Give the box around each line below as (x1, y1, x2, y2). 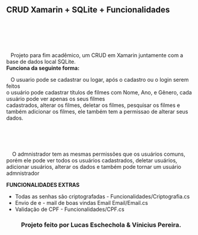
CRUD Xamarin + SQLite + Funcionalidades (6, 5, 170, 15)
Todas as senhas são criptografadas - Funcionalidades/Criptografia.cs (14, 192, 190, 200)
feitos (6, 82, 20, 90)
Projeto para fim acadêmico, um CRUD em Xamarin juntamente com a (10, 51, 184, 59)
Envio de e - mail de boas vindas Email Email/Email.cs (14, 199, 149, 206)
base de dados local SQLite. (6, 58, 76, 65)
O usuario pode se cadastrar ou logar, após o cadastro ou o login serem (10, 76, 189, 83)
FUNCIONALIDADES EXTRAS (6, 181, 80, 188)
